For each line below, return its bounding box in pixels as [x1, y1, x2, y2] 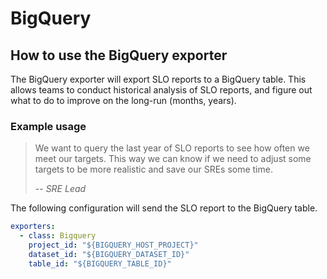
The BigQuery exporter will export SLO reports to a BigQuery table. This [10, 73, 307, 85]
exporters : [10, 222, 56, 232]
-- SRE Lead [34, 183, 87, 195]
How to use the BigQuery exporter [10, 47, 228, 64]
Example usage [10, 119, 87, 133]
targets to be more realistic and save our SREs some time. [34, 163, 273, 176]
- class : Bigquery [19, 231, 97, 241]
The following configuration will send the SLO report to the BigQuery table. [10, 202, 318, 214]
